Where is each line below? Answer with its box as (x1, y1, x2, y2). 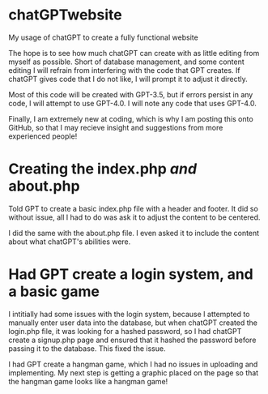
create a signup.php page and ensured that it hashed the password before (8, 335, 257, 345)
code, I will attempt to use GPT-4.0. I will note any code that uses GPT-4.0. (8, 98, 257, 108)
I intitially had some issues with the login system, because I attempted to (8, 309, 250, 319)
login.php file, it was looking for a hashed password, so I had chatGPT (8, 326, 242, 336)
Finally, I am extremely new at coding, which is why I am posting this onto (8, 113, 253, 123)
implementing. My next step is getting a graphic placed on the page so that (8, 367, 259, 378)
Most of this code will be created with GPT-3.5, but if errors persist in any (8, 89, 253, 99)
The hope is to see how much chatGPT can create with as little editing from (8, 48, 260, 58)
